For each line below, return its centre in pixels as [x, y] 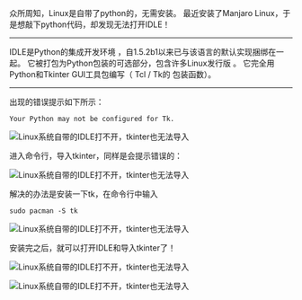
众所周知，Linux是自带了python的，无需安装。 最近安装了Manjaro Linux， [146, 13]
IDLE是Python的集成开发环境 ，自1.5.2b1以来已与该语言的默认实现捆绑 [139, 52]
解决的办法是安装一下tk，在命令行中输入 [84, 194]
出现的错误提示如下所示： [57, 102]
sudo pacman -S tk [44, 211]
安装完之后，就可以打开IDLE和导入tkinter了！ [93, 248]
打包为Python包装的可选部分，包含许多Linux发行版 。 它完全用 [159, 63]
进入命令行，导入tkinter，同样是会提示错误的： [96, 156]
